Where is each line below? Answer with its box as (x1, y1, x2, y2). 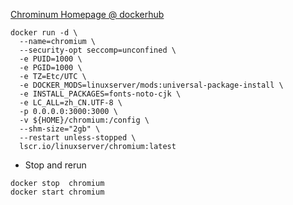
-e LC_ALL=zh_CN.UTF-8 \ (19, 98, 123, 108)
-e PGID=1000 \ (19, 63, 83, 73)
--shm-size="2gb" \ (19, 124, 101, 134)
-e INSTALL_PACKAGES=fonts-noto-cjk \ (19, 89, 182, 99)
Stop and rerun (24, 159, 87, 171)
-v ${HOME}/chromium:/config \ (19, 115, 150, 125)
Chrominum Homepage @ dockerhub (10, 9, 165, 20)
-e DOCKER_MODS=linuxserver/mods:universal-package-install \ (19, 80, 284, 90)
